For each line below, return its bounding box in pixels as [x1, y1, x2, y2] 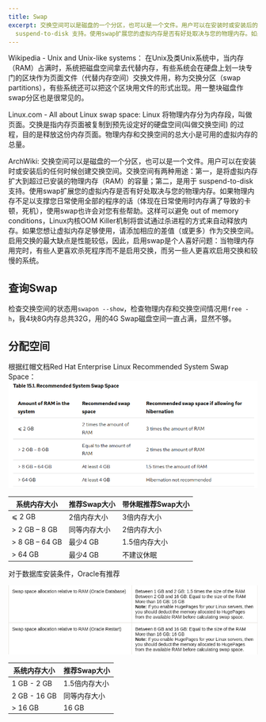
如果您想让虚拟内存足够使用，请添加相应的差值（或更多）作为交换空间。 [21, 226, 258, 236]
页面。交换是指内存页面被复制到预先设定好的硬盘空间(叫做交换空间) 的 [8, 120, 237, 129]
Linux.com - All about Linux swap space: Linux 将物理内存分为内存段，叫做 [8, 110, 253, 119]
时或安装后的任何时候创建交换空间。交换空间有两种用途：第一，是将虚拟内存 [8, 167, 258, 176]
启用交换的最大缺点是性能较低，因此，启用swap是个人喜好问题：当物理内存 [8, 236, 255, 245]
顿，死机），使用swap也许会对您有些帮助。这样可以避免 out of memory [8, 207, 239, 216]
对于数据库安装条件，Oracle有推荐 [8, 569, 120, 579]
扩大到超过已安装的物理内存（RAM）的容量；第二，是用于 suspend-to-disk [8, 176, 253, 186]
